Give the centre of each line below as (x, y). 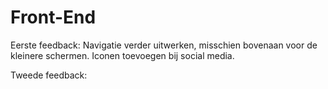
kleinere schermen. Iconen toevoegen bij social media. (122, 55)
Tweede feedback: (49, 75)
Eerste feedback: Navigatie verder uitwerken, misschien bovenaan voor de (164, 45)
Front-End (53, 17)
